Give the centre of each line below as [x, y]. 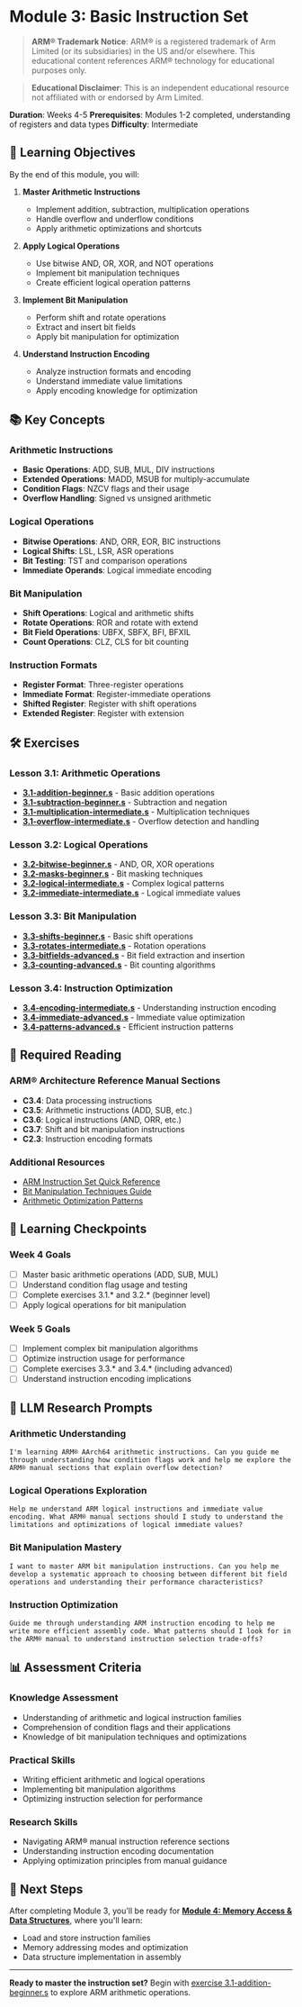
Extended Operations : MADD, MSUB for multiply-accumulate [136, 479]
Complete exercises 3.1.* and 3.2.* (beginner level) [116, 1294]
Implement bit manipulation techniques [107, 273]
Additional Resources [57, 1162]
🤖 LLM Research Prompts [81, 1408]
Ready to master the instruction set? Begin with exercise [116, 1983]
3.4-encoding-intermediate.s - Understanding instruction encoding [149, 1007]
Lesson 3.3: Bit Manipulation [73, 916]
